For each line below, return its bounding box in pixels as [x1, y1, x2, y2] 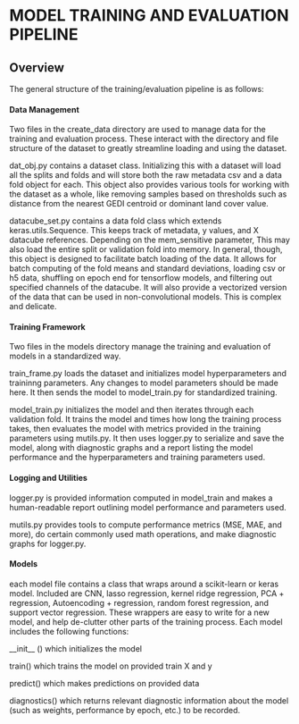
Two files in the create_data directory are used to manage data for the [9, 124, 266, 135]
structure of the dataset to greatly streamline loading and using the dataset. [9, 143, 287, 154]
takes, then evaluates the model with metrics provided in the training [9, 424, 262, 434]
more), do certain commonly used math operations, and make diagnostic [9, 528, 277, 539]
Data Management [9, 104, 80, 114]
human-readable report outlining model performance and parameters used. [9, 501, 287, 512]
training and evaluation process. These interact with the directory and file [9, 133, 279, 144]
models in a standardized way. [9, 350, 121, 362]
